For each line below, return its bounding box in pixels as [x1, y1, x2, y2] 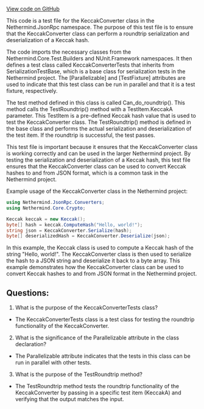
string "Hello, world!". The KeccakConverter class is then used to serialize [6, 250, 192, 258]
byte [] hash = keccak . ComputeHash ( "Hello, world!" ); [6, 222, 143, 228]
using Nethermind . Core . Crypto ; [6, 204, 86, 211]
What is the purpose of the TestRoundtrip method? [15, 371, 143, 378]
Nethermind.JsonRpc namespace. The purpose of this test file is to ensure [6, 24, 194, 31]
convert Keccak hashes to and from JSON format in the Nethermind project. [6, 270, 197, 277]
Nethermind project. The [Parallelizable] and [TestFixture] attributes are [6, 74, 186, 81]
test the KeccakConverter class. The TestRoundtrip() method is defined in [6, 118, 191, 126]
